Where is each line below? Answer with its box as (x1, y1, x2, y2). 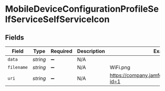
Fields (5, 33, 25, 42)
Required (51, 48, 73, 54)
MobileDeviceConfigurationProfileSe (5, 3, 159, 15)
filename (7, 65, 28, 70)
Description (77, 48, 105, 54)
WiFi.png (110, 64, 131, 70)
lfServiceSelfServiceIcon (5, 14, 110, 25)
